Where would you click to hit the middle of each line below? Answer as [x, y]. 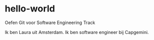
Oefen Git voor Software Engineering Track [50, 22]
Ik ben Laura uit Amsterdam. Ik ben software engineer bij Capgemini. [77, 32]
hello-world [30, 9]
